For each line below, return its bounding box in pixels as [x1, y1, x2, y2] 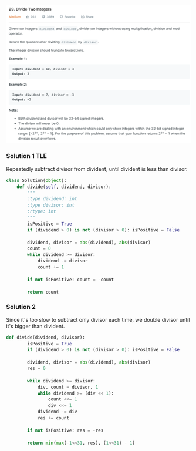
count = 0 [27, 245, 51, 251]
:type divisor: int [27, 202, 75, 208]
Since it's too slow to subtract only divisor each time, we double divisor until [6, 316, 190, 323]
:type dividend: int [27, 196, 77, 202]
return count [27, 289, 59, 295]
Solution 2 [6, 303, 36, 311]
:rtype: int [27, 208, 57, 214]
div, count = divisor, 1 [37, 384, 99, 390]
